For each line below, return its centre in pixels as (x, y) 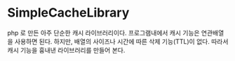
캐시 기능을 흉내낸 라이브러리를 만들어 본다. (66, 50)
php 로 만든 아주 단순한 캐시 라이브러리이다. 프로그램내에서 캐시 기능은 (103, 33)
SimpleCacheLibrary (68, 13)
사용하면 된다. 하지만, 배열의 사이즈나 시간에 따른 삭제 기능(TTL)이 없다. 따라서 (121, 41)
